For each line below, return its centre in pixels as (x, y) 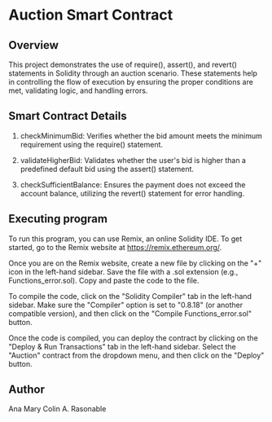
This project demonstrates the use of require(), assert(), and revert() (123, 64)
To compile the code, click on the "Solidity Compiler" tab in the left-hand (130, 296)
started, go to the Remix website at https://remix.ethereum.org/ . (115, 247)
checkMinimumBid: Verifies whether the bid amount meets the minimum (141, 135)
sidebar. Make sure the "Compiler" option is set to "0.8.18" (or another (126, 305)
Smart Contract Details (68, 116)
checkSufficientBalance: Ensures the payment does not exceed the (133, 184)
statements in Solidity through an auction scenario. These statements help (133, 73)
